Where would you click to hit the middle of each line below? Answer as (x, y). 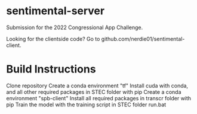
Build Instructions (51, 69)
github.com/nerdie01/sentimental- (143, 39)
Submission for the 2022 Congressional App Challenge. (75, 27)
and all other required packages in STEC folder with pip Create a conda (94, 92)
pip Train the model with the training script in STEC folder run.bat (86, 104)
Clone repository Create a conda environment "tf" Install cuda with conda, (97, 85)
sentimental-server (56, 11)
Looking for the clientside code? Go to (53, 39)
